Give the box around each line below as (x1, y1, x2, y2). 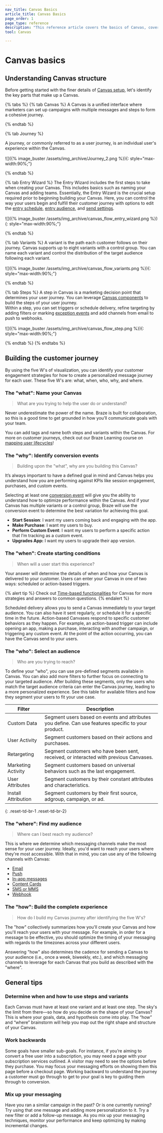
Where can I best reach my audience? (16, 831, 93, 837)
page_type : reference (5, 20, 49, 26)
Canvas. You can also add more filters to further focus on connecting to (5, 674, 148, 679)
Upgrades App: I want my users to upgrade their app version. (12, 538, 136, 544)
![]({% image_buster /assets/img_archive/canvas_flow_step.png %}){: (5, 326, 144, 331)
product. (44, 726, 64, 732)
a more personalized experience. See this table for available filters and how (5, 689, 156, 694)
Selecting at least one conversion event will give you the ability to (5, 492, 136, 498)
